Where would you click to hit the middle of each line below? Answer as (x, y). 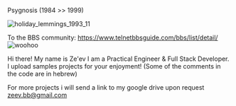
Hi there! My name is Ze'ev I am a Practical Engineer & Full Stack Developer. (118, 59)
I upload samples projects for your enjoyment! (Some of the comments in (114, 66)
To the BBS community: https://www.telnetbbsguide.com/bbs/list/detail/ (113, 37)
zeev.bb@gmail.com (37, 95)
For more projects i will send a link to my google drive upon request (106, 87)
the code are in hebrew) (43, 74)
